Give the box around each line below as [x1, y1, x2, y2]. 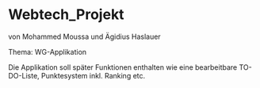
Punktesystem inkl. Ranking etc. [40, 71, 146, 80]
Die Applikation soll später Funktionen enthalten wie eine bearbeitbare [8, 62, 238, 72]
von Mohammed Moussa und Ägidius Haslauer [8, 32, 161, 41]
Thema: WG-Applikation [8, 47, 87, 56]
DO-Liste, [8, 71, 40, 80]
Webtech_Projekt [8, 6, 124, 24]
